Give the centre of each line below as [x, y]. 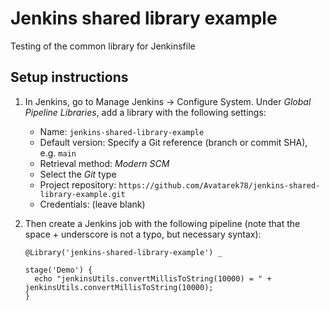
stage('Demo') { [58, 270]
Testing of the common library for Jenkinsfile [103, 46]
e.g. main [58, 153]
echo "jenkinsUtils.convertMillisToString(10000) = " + [153, 278]
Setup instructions [69, 77]
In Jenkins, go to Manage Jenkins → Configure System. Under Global [168, 101]
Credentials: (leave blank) [92, 204]
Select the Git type [78, 174]
